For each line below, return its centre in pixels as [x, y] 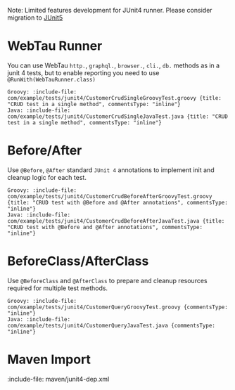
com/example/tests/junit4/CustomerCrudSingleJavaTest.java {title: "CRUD [118, 116]
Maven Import [49, 359]
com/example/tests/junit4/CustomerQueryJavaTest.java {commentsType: [112, 325]
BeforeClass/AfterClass [78, 261]
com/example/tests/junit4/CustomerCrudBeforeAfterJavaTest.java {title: [116, 221]
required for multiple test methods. [57, 288]
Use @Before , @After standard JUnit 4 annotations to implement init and [111, 170]
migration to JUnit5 [35, 18]
